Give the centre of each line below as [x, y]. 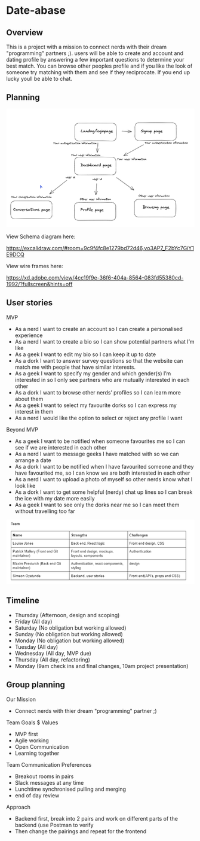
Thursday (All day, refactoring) [53, 660]
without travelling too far [45, 511]
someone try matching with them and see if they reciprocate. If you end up [98, 72]
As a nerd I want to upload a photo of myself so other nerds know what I [104, 479]
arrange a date [33, 460]
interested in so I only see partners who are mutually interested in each [102, 379]
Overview [25, 33]
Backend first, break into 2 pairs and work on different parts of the [96, 818]
